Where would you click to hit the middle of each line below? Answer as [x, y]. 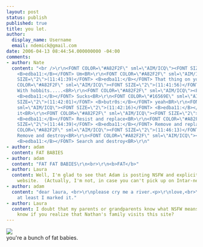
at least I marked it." [47, 197]
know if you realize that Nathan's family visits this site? [95, 215]
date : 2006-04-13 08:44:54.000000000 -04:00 [63, 51]
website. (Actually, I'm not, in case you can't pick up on [95, 181]
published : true [27, 23]
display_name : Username [41, 40]
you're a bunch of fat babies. [42, 238]
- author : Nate [25, 62]
